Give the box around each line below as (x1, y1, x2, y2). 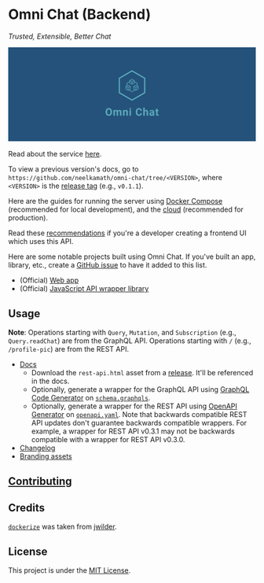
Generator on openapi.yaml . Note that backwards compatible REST (31, 410, 247, 419)
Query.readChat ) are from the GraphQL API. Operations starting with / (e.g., (8, 336, 251, 345)
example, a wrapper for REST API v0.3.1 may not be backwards (31, 426, 236, 436)
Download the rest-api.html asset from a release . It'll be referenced (31, 368, 254, 378)
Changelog (19, 443, 56, 453)
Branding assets (19, 452, 72, 461)
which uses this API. (8, 237, 74, 246)
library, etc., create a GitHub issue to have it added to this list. (8, 260, 207, 270)
